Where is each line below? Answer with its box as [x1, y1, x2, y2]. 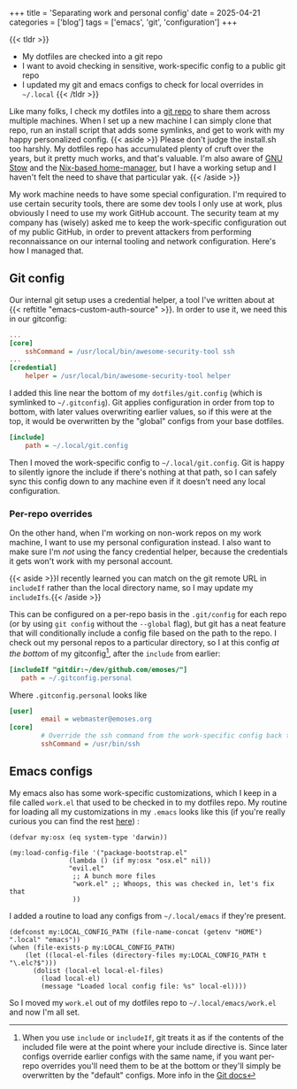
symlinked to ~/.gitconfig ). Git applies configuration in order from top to [9, 398, 275, 408]
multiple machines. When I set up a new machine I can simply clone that [9, 115, 272, 126]
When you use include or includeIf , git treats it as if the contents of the [21, 1031, 285, 1043]
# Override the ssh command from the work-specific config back [41, 731, 283, 740]
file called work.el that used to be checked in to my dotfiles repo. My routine [9, 797, 287, 807]
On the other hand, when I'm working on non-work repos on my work [9, 528, 263, 538]
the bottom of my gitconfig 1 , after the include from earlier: [9, 646, 221, 659]
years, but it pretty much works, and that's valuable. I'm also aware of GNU [9, 153, 283, 163]
